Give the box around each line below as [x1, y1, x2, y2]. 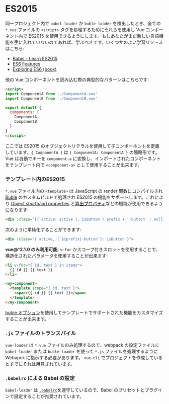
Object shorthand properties [11, 200, 70, 206]
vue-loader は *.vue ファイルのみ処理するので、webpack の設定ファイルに [5, 342, 160, 348]
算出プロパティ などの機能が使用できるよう [75, 200, 163, 206]
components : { [10, 110, 39, 115]
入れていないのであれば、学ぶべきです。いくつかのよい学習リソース [22, 39, 163, 45]
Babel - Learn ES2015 [12, 55, 58, 61]
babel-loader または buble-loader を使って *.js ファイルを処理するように [5, 348, 158, 355]
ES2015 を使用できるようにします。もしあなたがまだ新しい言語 [28, 33, 159, 39]
